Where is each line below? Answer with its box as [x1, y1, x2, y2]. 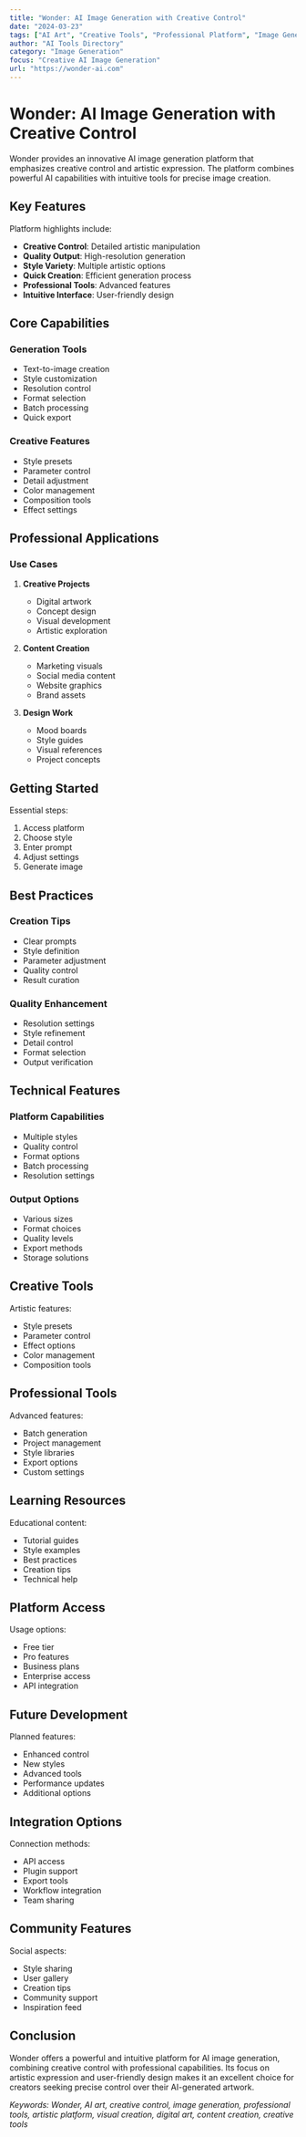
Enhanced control [22, 1748, 89, 1760]
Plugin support [22, 1865, 78, 1876]
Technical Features [9, 1083, 121, 1099]
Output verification [22, 1057, 94, 1068]
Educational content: [9, 1517, 87, 1528]
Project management [22, 1437, 102, 1448]
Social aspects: [9, 1945, 66, 1956]
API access [22, 1855, 66, 1866]
